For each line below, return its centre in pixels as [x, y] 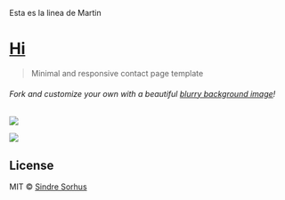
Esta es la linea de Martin [55, 13]
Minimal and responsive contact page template [117, 73]
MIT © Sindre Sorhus [48, 187]
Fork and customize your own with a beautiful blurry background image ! [142, 93]
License [32, 165]
